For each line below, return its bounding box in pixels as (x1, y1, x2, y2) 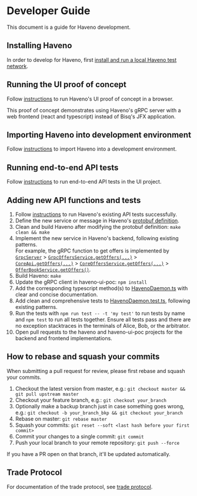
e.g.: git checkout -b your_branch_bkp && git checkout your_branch (15, 409, 183, 416)
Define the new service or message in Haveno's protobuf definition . (15, 217, 180, 224)
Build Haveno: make (15, 272, 61, 279)
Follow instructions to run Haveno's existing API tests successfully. (15, 211, 178, 218)
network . (6, 62, 29, 69)
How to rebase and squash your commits (6, 352, 160, 362)
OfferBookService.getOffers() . (15, 266, 91, 273)
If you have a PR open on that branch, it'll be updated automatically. (6, 450, 171, 457)
